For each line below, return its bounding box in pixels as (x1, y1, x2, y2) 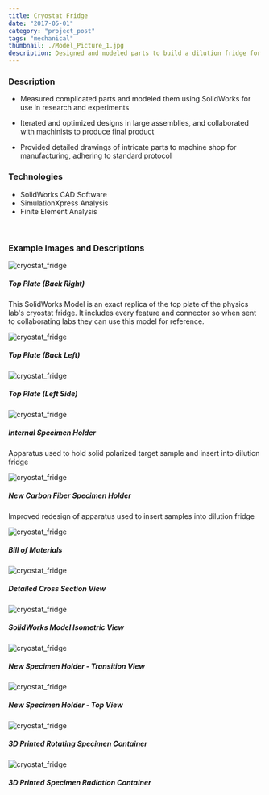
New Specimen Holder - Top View (8, 700, 123, 710)
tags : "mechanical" (8, 34, 74, 43)
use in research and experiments (19, 102, 130, 113)
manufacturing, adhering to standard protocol (19, 151, 172, 161)
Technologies (8, 171, 63, 182)
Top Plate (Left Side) (8, 389, 78, 399)
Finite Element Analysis (19, 206, 98, 216)
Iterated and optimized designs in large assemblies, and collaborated (19, 118, 250, 128)
